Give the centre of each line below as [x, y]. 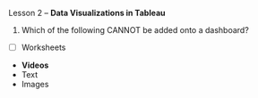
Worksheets [43, 47]
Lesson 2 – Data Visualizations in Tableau [87, 13]
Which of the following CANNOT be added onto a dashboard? [135, 30]
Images [35, 85]
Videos [35, 65]
